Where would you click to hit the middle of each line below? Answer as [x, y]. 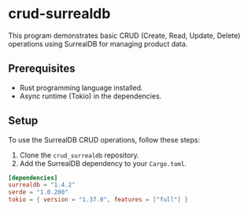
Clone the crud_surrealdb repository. [79, 155]
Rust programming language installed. [81, 87]
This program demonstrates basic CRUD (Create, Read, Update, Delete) [124, 35]
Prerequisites [42, 69]
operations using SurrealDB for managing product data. [98, 43]
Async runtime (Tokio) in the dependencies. [91, 96]
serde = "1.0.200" [38, 192]
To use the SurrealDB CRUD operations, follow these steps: [104, 139]
